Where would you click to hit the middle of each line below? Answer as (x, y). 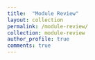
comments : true (29, 46)
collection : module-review (46, 33)
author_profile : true (38, 39)
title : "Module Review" (43, 13)
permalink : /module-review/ (48, 26)
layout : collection (35, 20)
